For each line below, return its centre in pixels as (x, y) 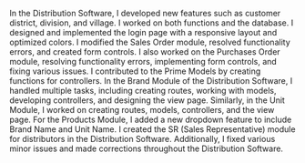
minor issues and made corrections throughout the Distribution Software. (147, 148)
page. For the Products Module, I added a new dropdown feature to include (151, 119)
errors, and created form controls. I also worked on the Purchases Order (145, 52)
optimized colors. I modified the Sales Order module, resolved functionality (150, 42)
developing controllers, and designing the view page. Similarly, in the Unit (147, 100)
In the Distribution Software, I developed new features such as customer (145, 13)
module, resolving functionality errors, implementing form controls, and (143, 61)
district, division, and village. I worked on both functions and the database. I (152, 23)
